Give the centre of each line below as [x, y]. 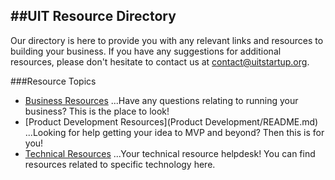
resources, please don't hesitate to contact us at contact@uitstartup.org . [160, 61]
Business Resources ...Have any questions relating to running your [161, 100]
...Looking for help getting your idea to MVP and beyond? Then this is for [174, 132]
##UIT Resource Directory [93, 16]
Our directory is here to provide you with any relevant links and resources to [167, 40]
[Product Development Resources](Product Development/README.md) [171, 121]
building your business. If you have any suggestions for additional [146, 51]
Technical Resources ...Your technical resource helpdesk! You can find [170, 153]
